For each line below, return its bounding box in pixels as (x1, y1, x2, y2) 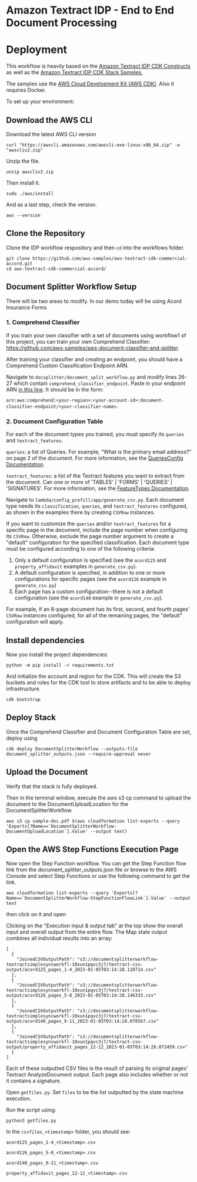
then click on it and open (6, 911, 66, 918)
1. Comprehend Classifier (6, 318, 80, 327)
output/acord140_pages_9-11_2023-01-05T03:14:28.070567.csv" (6, 1018, 159, 1025)
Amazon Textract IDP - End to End (6, 4, 175, 17)
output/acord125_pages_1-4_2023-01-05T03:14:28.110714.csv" (6, 967, 157, 973)
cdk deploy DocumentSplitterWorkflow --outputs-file (6, 746, 138, 752)
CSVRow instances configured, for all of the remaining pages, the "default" (6, 612, 183, 619)
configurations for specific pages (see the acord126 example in (14, 575, 167, 582)
